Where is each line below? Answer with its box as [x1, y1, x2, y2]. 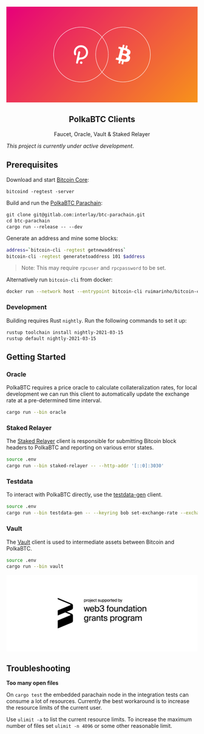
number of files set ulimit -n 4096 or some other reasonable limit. [6, 722, 172, 730]
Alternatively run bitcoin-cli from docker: [6, 276, 113, 283]
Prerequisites [6, 160, 58, 170]
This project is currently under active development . [6, 142, 135, 149]
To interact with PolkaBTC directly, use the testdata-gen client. [6, 491, 163, 498]
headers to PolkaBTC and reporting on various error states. [6, 444, 154, 451]
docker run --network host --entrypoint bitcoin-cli [6, 289, 143, 295]
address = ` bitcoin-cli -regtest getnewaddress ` [6, 247, 126, 253]
